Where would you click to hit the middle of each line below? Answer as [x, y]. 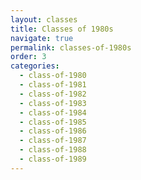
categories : [35, 66]
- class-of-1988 [53, 150]
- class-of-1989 [53, 159]
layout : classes [44, 19]
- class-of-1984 [53, 112]
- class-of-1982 [53, 94]
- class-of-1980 [53, 76]
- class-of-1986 [53, 131]
